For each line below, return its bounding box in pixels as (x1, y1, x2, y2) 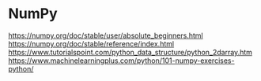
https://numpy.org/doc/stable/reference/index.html (8, 39, 175, 48)
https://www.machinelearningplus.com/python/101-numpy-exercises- (8, 56, 235, 65)
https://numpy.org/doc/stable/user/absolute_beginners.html (8, 31, 203, 40)
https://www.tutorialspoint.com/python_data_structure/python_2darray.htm (8, 47, 253, 57)
